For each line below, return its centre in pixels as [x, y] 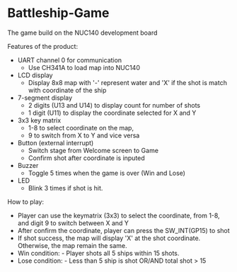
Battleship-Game [58, 13]
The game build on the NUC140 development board [82, 33]
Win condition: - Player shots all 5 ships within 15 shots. [98, 253]
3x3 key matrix [39, 120]
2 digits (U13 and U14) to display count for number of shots [114, 105]
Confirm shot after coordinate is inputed [86, 158]
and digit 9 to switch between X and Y [73, 223]
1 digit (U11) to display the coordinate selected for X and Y [112, 113]
